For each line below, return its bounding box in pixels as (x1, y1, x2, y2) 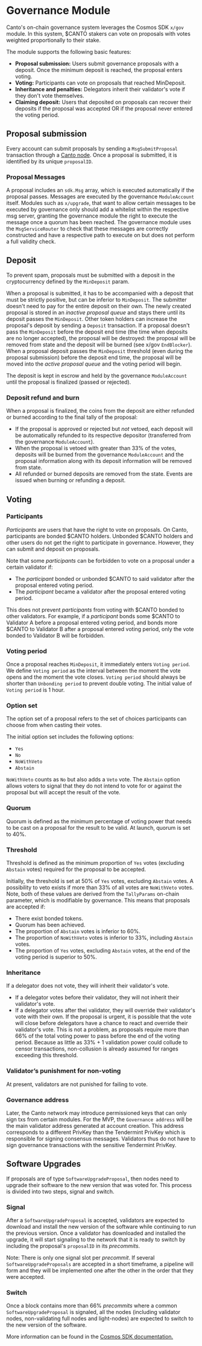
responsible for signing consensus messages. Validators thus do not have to (6, 1134, 196, 1142)
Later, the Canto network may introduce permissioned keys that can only (6, 1109, 187, 1116)
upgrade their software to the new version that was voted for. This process (6, 1181, 192, 1188)
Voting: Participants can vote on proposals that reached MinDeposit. (14, 79, 186, 86)
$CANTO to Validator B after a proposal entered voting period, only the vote (6, 625, 194, 632)
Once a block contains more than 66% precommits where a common (6, 1302, 178, 1309)
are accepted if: (6, 903, 46, 910)
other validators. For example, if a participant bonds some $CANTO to (6, 612, 180, 620)
